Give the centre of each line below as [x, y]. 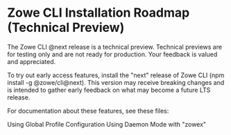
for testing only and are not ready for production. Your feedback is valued [112, 54]
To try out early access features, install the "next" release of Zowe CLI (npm [116, 75]
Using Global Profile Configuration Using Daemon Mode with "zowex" [107, 124]
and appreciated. [32, 61]
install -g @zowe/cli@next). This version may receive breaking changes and [116, 82]
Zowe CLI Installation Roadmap [99, 13]
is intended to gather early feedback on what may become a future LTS [109, 90]
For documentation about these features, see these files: [88, 111]
